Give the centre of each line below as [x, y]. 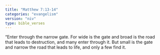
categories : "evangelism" [32, 14]
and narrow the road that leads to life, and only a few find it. [66, 47]
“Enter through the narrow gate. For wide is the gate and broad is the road [80, 37]
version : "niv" [21, 18]
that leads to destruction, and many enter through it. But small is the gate [79, 42]
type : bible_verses [25, 23]
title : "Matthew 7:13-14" [32, 9]
